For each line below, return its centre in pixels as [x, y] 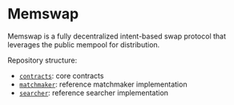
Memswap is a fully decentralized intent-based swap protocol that [117, 36]
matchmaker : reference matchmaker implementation [103, 84]
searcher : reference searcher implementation [94, 92]
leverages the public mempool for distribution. [84, 44]
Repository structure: [42, 60]
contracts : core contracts [61, 75]
